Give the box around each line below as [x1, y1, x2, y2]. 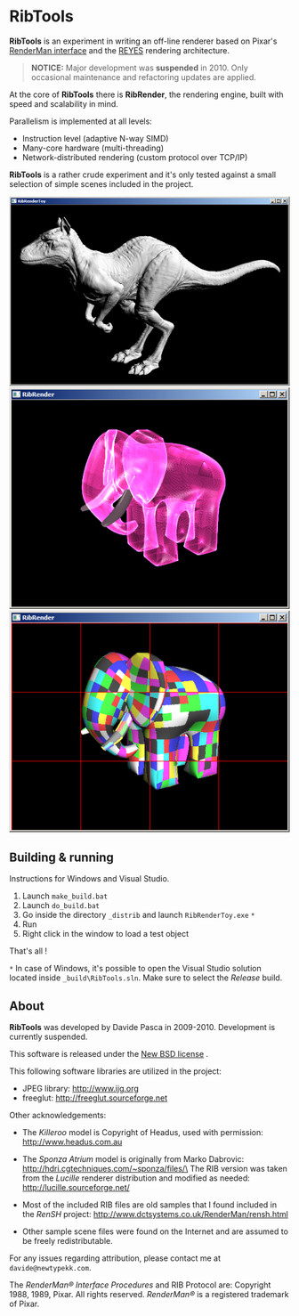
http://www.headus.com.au [21, 1137, 123, 1147]
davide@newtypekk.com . [9, 1263, 92, 1272]
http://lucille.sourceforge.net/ [21, 1182, 131, 1192]
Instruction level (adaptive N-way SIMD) [21, 133, 169, 143]
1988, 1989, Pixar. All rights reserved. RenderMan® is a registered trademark [9, 1289, 289, 1299]
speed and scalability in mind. [9, 98, 118, 109]
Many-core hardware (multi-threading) [21, 142, 165, 153]
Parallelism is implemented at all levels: [9, 116, 153, 126]
